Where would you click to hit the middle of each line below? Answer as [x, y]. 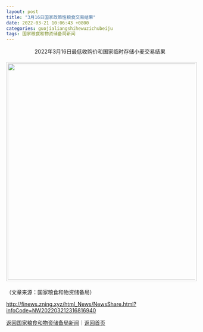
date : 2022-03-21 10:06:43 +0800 [48, 23]
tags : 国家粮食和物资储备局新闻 [41, 34]
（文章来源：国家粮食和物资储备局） [51, 292]
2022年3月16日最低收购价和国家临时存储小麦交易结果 [100, 52]
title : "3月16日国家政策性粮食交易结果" [51, 17]
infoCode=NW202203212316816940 [51, 311]
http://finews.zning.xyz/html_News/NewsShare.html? [71, 304]
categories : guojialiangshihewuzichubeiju [60, 28]
